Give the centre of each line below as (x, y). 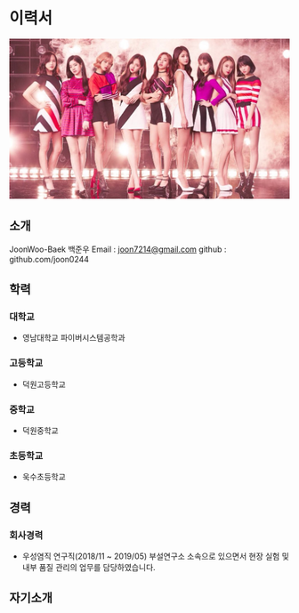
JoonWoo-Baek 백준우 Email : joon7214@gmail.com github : (118, 249)
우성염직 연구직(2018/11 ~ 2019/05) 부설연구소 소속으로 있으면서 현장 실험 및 (155, 556)
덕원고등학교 (44, 384)
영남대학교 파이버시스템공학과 (74, 338)
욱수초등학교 (44, 477)
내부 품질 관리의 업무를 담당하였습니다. (89, 567)
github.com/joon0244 (49, 259)
